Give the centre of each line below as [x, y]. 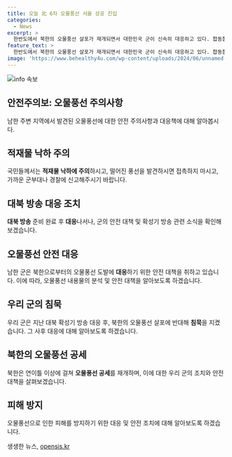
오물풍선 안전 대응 [43, 254]
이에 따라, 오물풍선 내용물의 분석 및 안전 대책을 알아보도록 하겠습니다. [109, 281]
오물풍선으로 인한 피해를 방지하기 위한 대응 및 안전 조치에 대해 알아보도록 [105, 423]
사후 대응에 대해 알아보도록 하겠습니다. [86, 331]
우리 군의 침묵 [35, 304]
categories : [24, 20]
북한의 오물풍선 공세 [47, 355]
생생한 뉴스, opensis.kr [39, 447]
